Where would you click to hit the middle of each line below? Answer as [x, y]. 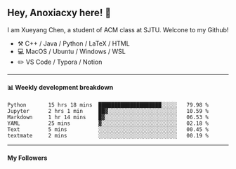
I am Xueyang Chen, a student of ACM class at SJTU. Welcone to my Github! [118, 29]
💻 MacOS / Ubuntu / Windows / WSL [72, 51]
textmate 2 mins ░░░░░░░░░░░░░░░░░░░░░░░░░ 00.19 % [108, 136]
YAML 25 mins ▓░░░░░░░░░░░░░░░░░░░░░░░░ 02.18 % [108, 123]
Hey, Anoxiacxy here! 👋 [59, 13]
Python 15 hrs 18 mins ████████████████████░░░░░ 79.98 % [108, 105]
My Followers [27, 158]
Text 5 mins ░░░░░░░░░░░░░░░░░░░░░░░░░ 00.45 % [108, 130]
